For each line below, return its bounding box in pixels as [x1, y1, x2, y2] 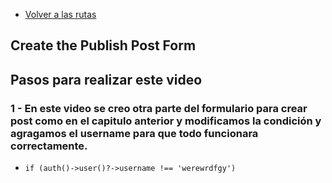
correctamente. [10, 139, 88, 153]
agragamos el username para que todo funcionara [10, 126, 259, 140]
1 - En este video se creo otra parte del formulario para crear [10, 101, 308, 115]
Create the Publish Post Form [10, 37, 197, 54]
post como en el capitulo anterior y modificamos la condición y [10, 114, 322, 128]
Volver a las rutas [24, 9, 97, 20]
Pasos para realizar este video [10, 71, 203, 88]
